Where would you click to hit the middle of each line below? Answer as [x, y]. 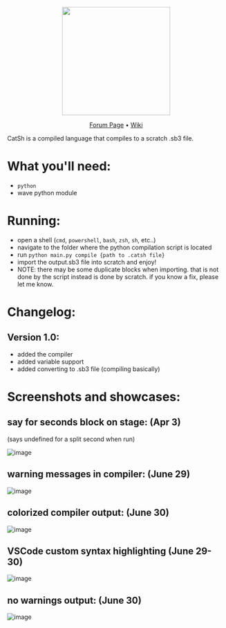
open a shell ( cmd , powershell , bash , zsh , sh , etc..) [86, 240]
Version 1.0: [34, 338]
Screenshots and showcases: [94, 397]
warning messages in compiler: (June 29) [99, 474]
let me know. [35, 284]
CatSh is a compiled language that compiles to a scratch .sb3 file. [101, 138]
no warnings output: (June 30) [74, 600]
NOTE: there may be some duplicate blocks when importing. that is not [118, 269]
